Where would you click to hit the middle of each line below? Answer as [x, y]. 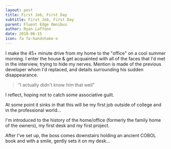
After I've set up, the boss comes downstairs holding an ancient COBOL [81, 135]
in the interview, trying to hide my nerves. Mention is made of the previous [83, 64]
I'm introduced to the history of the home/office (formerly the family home [83, 120]
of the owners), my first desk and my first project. [57, 125]
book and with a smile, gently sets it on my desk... [58, 141]
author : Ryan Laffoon [28, 29]
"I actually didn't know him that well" [56, 84]
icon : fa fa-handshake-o [32, 39]
